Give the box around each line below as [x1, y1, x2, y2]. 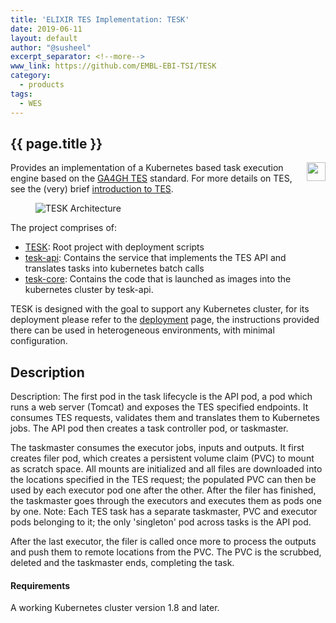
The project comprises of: [10, 222, 118, 234]
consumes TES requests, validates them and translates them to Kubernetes [10, 412, 320, 424]
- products [19, 80, 65, 90]
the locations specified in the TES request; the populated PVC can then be [10, 474, 317, 486]
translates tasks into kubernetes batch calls [24, 262, 205, 275]
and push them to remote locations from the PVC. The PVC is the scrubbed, [10, 546, 322, 558]
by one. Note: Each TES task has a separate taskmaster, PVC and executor [10, 506, 318, 518]
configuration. [10, 335, 68, 347]
